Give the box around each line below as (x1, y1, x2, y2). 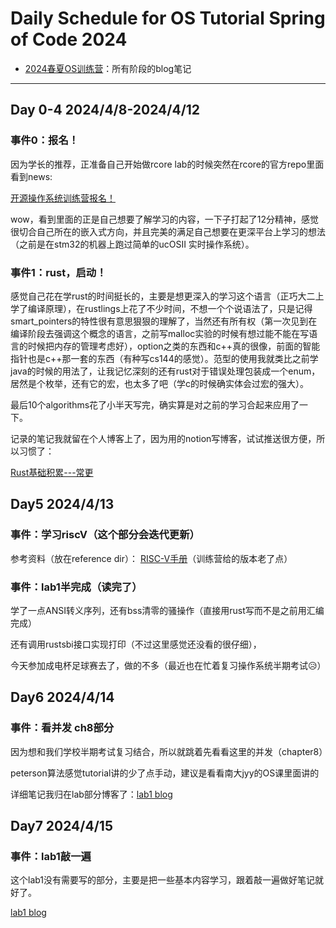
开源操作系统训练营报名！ (10, 192, 116, 204)
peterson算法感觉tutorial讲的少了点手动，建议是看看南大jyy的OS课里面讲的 (10, 767, 320, 779)
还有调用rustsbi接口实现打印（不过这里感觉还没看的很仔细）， (10, 638, 262, 650)
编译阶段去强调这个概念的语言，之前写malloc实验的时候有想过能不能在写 (10, 327, 310, 339)
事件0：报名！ (10, 133, 80, 147)
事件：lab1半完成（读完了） (10, 580, 143, 594)
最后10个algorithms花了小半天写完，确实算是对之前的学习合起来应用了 (10, 398, 300, 411)
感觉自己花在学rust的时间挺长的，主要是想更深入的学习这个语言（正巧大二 (10, 290, 316, 302)
